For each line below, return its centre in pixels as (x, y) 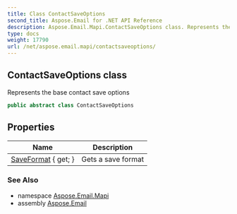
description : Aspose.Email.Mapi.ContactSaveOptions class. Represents (113, 27)
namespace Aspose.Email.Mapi (63, 196)
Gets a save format (113, 159)
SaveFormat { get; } (43, 159)
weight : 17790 (28, 40)
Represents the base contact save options (68, 92)
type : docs (23, 34)
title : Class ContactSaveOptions (56, 14)
